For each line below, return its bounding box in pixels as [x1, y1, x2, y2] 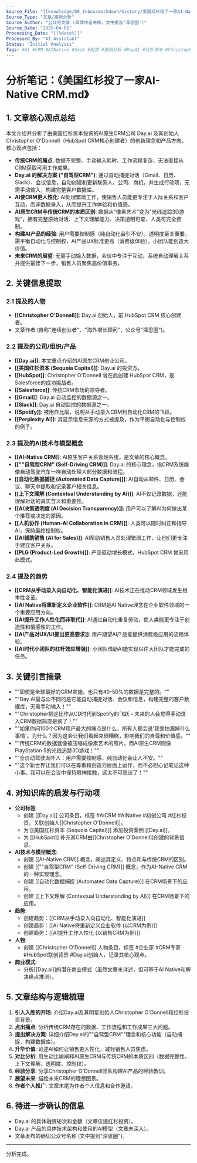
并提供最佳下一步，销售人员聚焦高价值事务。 [14, 259, 123, 266]
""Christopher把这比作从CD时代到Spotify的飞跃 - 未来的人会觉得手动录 [14, 711, 186, 718]
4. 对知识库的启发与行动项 [6, 787, 100, 798]
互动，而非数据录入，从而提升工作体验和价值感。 [14, 201, 133, 208]
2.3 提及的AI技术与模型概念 [6, 439, 84, 447]
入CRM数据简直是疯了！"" [14, 718, 78, 725]
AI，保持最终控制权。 [14, 527, 66, 534]
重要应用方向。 [19, 608, 56, 616]
